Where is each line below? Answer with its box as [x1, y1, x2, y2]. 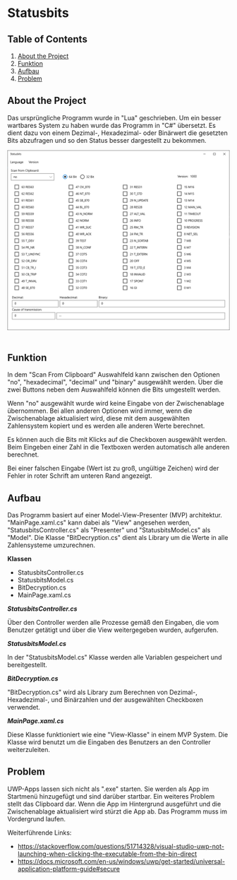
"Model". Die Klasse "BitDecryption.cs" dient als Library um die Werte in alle [7, 533, 229, 541]
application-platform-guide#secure [17, 864, 120, 873]
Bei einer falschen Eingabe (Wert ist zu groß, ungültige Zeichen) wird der [7, 464, 219, 473]
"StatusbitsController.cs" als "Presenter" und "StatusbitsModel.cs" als [7, 525, 211, 534]
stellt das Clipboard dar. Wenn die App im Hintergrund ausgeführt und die [7, 799, 221, 808]
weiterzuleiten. [7, 745, 51, 753]
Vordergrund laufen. [7, 814, 66, 823]
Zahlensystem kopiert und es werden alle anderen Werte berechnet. [7, 422, 205, 430]
